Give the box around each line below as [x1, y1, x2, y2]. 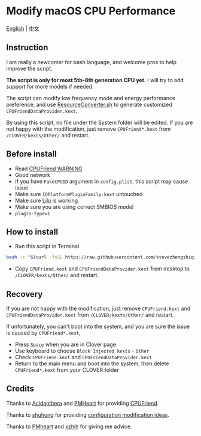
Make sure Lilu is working [14, 197, 78, 204]
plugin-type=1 [14, 211, 50, 217]
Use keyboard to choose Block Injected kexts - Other [14, 347, 150, 354]
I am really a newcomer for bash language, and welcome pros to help [6, 58, 177, 65]
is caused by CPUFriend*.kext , [6, 329, 81, 336]
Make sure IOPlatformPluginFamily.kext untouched [14, 190, 143, 197]
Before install [6, 149, 57, 160]
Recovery [6, 289, 43, 299]
